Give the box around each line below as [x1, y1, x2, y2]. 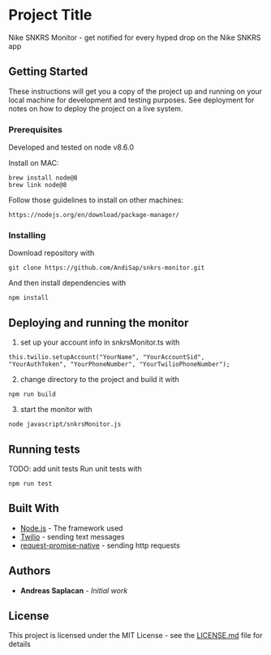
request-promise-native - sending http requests [19, 540, 180, 550]
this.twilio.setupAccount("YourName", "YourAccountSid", [8, 354, 205, 362]
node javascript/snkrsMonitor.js [8, 420, 122, 428]
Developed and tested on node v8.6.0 [8, 142, 135, 152]
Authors [8, 564, 51, 578]
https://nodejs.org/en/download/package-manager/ [8, 211, 180, 219]
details [8, 640, 31, 649]
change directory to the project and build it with [19, 375, 180, 384]
